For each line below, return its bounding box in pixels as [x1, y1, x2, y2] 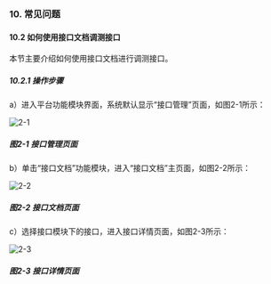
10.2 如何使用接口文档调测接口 [9, 31, 121, 42]
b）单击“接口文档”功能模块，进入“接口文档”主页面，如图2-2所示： [9, 163, 251, 174]
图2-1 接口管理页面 [9, 138, 78, 149]
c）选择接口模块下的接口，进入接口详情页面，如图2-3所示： [9, 226, 229, 237]
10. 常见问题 [9, 7, 60, 20]
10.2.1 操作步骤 [9, 75, 64, 85]
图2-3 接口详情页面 [9, 265, 80, 276]
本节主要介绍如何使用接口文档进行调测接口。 [9, 53, 173, 64]
